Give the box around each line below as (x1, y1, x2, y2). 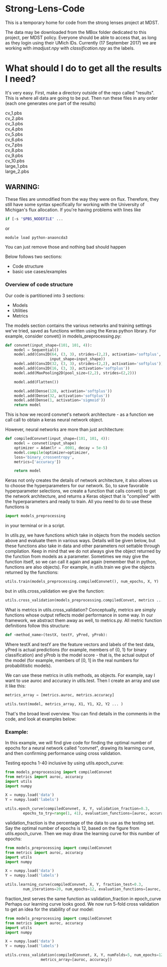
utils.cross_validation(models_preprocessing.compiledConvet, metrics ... (5, 598, 164, 603)
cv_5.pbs (5, 131, 23, 137)
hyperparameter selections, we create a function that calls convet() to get (5, 488, 156, 494)
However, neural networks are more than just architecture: (5, 426, 124, 432)
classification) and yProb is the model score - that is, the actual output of (5, 652, 155, 658)
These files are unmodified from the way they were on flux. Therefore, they (5, 196, 159, 202)
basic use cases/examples (12, 269, 67, 275)
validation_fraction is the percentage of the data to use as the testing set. (5, 820, 155, 826)
